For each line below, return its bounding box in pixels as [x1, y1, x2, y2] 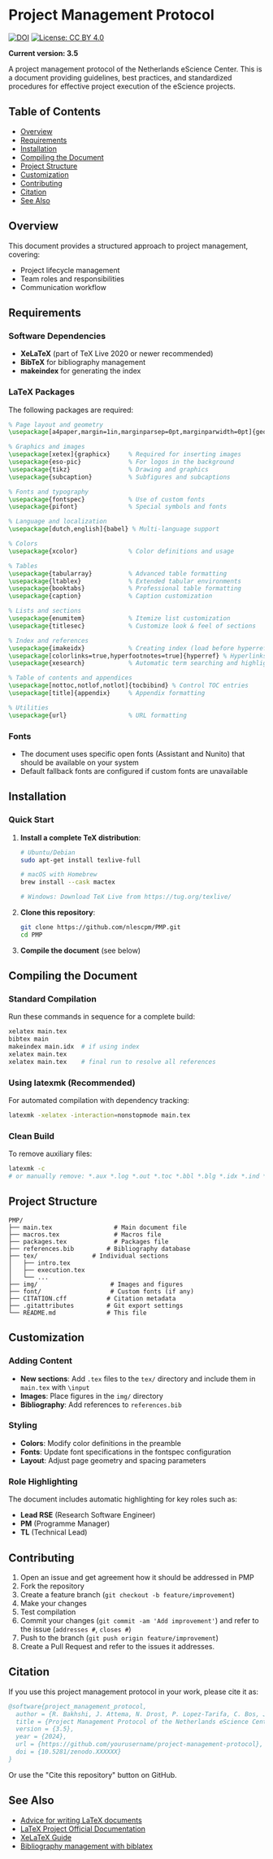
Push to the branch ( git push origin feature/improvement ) [19, 1632, 219, 1643]
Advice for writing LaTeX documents [19, 1815, 142, 1825]
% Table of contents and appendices [8, 674, 132, 682]
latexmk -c [8, 1165, 45, 1173]
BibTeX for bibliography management [19, 358, 146, 367]
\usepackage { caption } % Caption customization [8, 592, 213, 601]
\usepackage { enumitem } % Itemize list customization [8, 615, 231, 623]
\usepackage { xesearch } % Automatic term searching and [8, 659, 238, 667]
